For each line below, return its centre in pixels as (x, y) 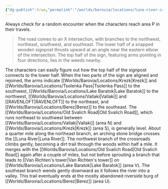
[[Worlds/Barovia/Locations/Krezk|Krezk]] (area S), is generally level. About (83, 128)
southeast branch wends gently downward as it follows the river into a (77, 171)
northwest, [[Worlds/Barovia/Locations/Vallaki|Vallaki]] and (66, 96)
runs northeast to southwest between (44, 117)
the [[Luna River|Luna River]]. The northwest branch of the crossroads (78, 139)
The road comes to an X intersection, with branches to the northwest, (89, 39)
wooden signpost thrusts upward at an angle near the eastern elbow (88, 49)
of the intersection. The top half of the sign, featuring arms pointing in (89, 55)
